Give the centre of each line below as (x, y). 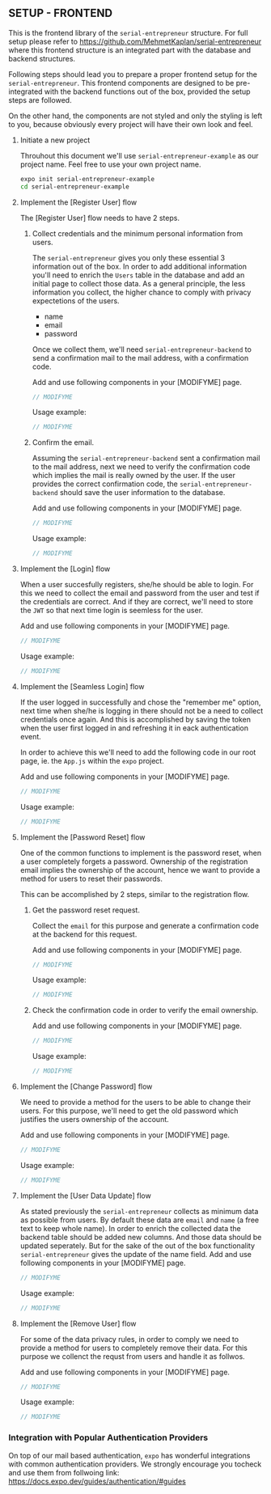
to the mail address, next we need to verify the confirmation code (141, 467)
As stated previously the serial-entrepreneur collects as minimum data (139, 1211)
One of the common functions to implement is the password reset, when (140, 853)
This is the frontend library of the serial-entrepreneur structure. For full (128, 32)
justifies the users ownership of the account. (95, 1119)
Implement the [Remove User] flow (78, 1323)
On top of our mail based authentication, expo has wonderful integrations (129, 1455)
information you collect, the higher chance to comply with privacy (142, 292)
